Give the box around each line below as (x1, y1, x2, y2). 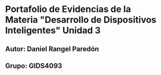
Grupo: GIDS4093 (5, 61, 62, 70)
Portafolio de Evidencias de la (5, 3, 131, 15)
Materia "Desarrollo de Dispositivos (5, 14, 156, 25)
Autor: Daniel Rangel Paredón (5, 44, 99, 53)
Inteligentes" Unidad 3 (5, 25, 101, 36)
